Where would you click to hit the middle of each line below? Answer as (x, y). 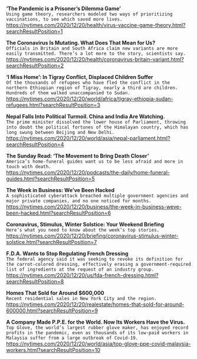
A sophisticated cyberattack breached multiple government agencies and (97, 196)
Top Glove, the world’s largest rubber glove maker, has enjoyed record (97, 328)
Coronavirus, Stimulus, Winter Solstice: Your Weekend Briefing (85, 224)
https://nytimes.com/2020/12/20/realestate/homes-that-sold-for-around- (95, 304)
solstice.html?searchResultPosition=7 (52, 242)
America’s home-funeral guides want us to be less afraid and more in (95, 162)
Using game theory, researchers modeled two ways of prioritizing (89, 14)
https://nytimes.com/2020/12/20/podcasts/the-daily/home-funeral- (88, 172)
